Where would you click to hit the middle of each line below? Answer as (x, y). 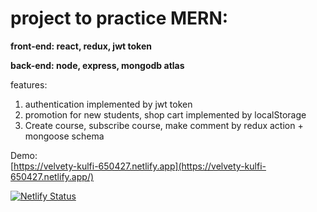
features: (29, 84)
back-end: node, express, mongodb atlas (97, 65)
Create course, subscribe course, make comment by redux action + (164, 125)
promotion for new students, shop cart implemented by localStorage (165, 114)
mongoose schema (64, 136)
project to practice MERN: (119, 18)
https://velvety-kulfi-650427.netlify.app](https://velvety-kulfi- (140, 166)
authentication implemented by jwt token (108, 104)
